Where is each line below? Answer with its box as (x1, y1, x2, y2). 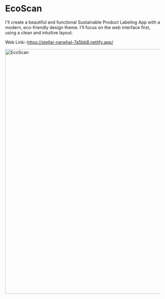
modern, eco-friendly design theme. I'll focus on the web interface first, (5, 24, 151, 30)
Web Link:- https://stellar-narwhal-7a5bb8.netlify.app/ (5, 39, 113, 45)
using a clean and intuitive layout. (5, 30, 73, 35)
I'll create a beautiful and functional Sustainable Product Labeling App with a (5, 19, 161, 25)
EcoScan (5, 3, 42, 14)
